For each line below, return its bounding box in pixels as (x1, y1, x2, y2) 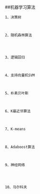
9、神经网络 (5, 162, 25, 167)
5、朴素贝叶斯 (5, 91, 29, 96)
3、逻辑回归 (5, 55, 25, 60)
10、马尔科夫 (5, 185, 27, 190)
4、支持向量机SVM (5, 73, 35, 78)
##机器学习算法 (5, 4, 36, 10)
